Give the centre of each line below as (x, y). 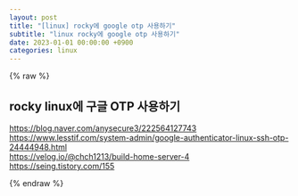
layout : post (33, 17)
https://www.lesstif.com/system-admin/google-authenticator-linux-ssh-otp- (149, 137)
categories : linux (43, 51)
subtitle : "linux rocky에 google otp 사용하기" (95, 34)
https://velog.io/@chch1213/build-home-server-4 (99, 156)
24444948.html (38, 147)
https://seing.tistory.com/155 (62, 166)
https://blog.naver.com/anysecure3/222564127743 (103, 128)
